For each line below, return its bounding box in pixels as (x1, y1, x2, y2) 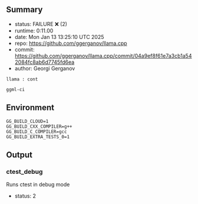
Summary (6, 5, 43, 15)
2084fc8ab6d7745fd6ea (14, 59, 75, 66)
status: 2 (14, 192, 37, 200)
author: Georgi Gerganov (14, 64, 75, 72)
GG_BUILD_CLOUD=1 (6, 118, 49, 124)
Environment (6, 103, 55, 113)
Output (6, 150, 32, 160)
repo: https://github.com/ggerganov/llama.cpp (14, 40, 128, 47)
